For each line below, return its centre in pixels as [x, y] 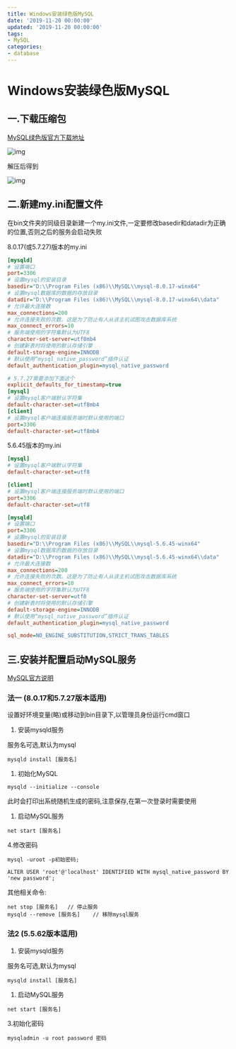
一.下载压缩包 [37, 119]
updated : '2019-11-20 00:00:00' [55, 27]
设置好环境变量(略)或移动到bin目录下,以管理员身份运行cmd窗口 [99, 715]
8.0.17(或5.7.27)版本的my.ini [47, 247]
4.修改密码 [23, 845]
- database [23, 54]
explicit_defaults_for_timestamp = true [64, 385]
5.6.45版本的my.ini [34, 445]
